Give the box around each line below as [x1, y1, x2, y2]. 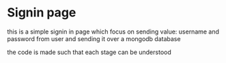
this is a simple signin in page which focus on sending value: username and [7, 27, 220, 36]
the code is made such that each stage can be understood [7, 48, 172, 56]
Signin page [7, 5, 76, 21]
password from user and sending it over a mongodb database [7, 34, 181, 42]
